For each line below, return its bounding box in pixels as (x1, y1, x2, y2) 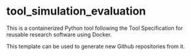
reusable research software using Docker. (6, 30, 112, 38)
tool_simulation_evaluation (6, 4, 146, 18)
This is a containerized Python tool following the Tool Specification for (6, 24, 184, 32)
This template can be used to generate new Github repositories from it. (6, 43, 185, 50)
